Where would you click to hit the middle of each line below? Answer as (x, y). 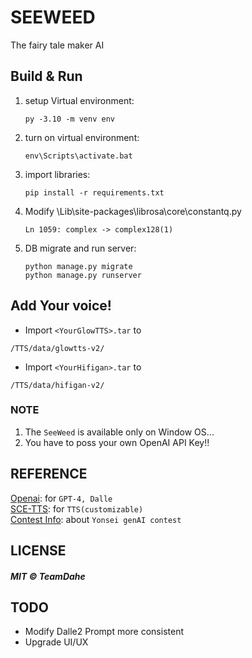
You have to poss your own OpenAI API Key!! (117, 442)
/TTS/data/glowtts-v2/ (57, 348)
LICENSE (38, 551)
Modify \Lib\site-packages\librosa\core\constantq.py (133, 211)
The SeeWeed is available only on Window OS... (119, 432)
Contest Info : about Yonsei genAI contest (96, 519)
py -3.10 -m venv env (69, 119)
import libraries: (57, 174)
